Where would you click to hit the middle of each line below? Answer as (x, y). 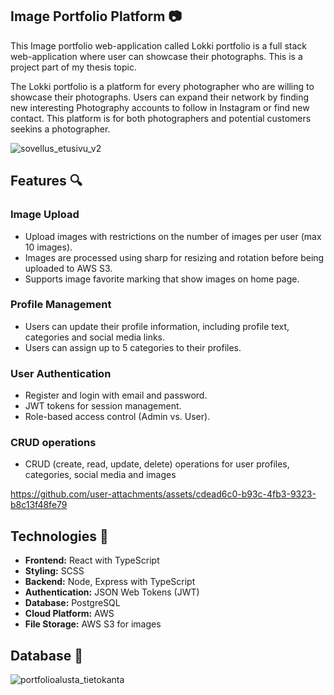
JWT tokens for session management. (103, 406)
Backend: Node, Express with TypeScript (110, 582)
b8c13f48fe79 (39, 505)
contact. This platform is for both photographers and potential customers (161, 118)
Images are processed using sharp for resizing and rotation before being (174, 257)
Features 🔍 (46, 181)
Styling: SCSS (54, 571)
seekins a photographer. (60, 129)
